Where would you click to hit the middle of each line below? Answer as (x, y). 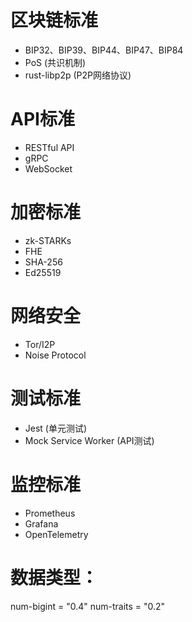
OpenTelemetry (56, 534)
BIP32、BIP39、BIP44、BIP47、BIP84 (104, 50)
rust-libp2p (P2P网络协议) (78, 75)
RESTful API (49, 147)
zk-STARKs (48, 240)
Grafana (41, 523)
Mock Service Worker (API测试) (89, 440)
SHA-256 (43, 262)
